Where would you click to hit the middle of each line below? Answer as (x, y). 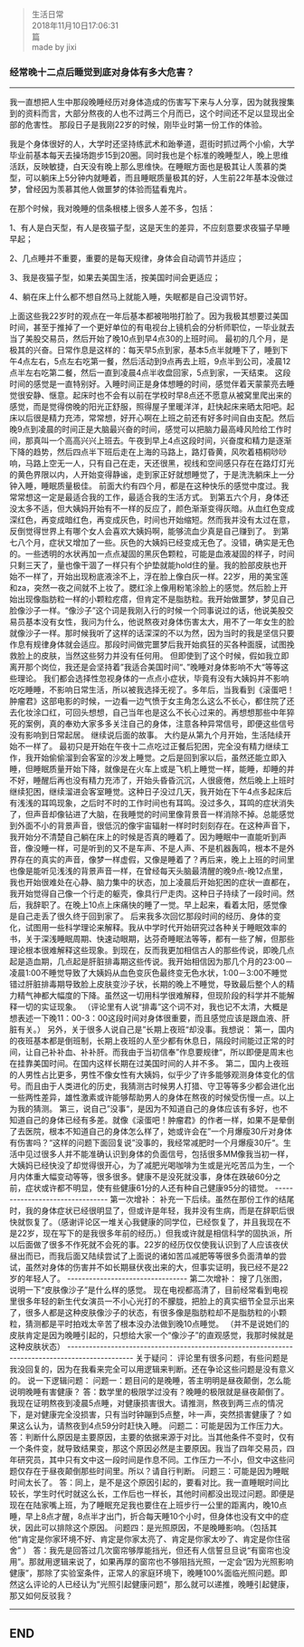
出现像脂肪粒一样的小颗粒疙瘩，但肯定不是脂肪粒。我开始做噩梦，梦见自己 (156, 599)
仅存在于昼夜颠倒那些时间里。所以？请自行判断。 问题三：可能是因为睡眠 (153, 1471)
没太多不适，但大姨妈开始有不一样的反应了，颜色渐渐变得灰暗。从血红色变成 (152, 509)
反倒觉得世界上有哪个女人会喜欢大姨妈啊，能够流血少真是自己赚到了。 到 (145, 531)
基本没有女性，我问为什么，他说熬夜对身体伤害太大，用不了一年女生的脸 (160, 622)
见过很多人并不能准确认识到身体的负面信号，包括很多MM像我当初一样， (159, 1154)
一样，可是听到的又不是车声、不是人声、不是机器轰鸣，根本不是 (167, 848)
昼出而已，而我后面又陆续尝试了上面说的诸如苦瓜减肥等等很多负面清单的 (144, 1256)
